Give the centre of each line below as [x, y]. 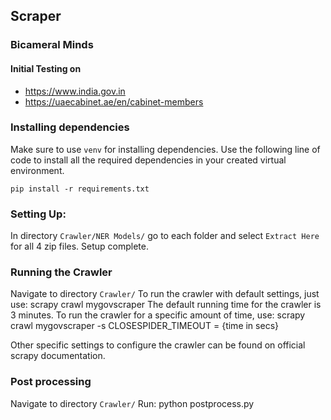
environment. [37, 170]
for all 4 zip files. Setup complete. [79, 246]
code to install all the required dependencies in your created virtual [148, 160]
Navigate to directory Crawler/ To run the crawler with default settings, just [165, 294]
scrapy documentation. [58, 356]
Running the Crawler [61, 272]
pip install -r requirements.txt [80, 189]
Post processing [51, 382]
